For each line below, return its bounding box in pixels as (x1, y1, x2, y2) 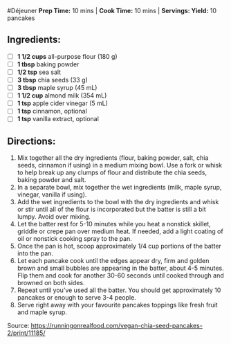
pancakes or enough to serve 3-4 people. (17, 293, 136, 302)
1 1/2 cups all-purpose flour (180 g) (17, 52, 118, 60)
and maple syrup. (17, 308, 68, 316)
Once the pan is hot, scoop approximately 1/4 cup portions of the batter (17, 242, 221, 251)
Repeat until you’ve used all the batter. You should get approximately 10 (17, 286, 221, 294)
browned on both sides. (17, 279, 85, 287)
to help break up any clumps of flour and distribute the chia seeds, (17, 168, 207, 176)
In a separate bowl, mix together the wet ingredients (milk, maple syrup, (17, 183, 222, 192)
